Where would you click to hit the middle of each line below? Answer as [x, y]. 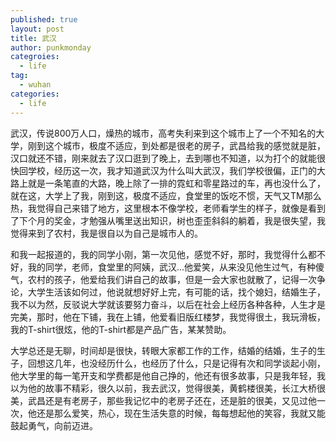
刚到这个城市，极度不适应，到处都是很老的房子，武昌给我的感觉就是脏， [176, 145]
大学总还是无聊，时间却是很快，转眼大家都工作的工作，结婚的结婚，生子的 [163, 350]
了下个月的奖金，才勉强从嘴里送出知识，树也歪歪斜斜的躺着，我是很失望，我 [168, 220]
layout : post [37, 29]
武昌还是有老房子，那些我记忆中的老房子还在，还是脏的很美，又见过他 [172, 400]
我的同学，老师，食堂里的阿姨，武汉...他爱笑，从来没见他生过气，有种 [172, 267]
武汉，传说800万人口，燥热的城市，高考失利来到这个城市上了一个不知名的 [163, 133]
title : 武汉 [33, 38]
